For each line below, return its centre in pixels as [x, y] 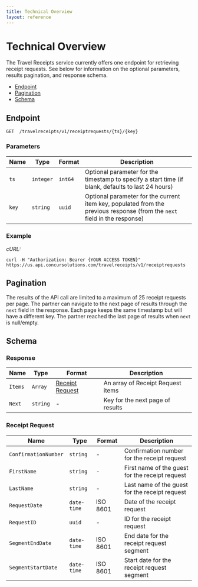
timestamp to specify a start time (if [134, 179]
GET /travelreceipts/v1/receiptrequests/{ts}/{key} [72, 132]
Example [19, 236]
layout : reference [29, 17]
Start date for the [148, 560]
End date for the [146, 536]
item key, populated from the [125, 204]
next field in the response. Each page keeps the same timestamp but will [94, 310]
